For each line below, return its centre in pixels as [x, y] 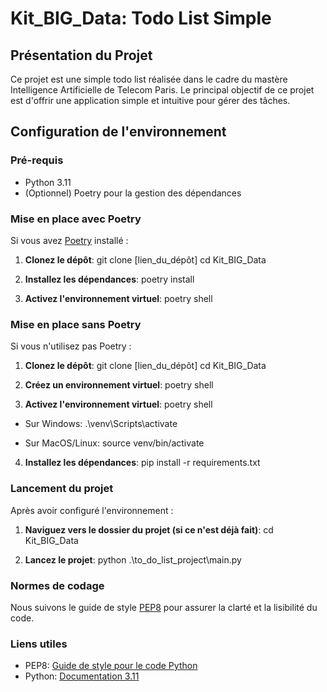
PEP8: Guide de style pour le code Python [111, 666]
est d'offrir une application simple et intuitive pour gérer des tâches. [150, 100]
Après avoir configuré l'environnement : [92, 510]
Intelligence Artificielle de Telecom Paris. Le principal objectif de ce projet [162, 90]
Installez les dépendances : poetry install [109, 279]
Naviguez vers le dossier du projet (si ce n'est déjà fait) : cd [149, 529]
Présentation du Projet [81, 55]
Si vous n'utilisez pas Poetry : [71, 346]
